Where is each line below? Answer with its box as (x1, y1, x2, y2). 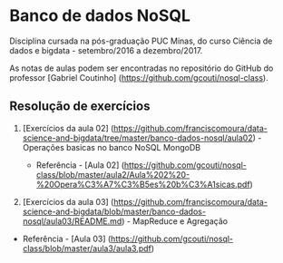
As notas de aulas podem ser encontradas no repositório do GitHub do (9, 63, 274, 73)
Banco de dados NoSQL (9, 5, 190, 26)
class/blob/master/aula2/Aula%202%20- (35, 169, 190, 180)
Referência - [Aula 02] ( (35, 160, 125, 170)
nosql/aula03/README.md (22, 215, 122, 227)
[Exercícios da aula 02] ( (22, 122, 114, 133)
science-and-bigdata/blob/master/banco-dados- (22, 206, 207, 217)
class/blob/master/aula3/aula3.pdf (22, 242, 151, 254)
